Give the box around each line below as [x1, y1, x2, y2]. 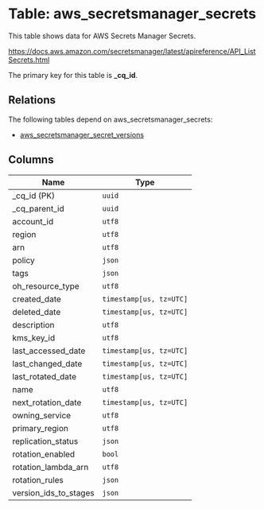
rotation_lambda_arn [12, 461, 89, 472]
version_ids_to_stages [12, 487, 95, 498]
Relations [8, 93, 56, 107]
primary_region [12, 422, 69, 433]
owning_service [12, 410, 72, 421]
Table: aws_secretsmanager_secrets [8, 5, 257, 23]
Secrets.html [8, 55, 50, 64]
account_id [12, 216, 54, 227]
